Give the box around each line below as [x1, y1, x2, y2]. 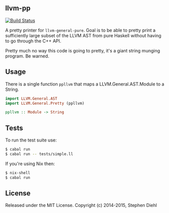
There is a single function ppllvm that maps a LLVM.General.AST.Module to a [5, 81, 164, 87]
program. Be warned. [5, 53, 49, 59]
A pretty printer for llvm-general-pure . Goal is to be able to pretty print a [5, 27, 156, 33]
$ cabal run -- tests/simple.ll [5, 151, 73, 157]
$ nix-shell [5, 170, 30, 175]
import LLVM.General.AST [5, 96, 58, 101]
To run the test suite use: [5, 137, 57, 143]
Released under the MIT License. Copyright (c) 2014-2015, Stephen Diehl [5, 202, 157, 208]
